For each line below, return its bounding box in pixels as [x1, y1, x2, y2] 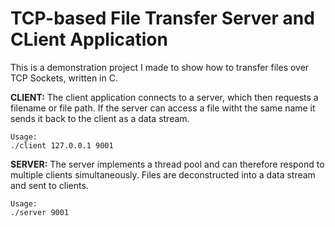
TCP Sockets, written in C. [10, 72, 118, 84]
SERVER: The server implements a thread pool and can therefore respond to [10, 158, 325, 170]
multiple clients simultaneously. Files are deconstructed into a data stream [10, 168, 316, 181]
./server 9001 [10, 207, 70, 217]
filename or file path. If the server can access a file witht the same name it [10, 102, 316, 114]
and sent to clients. [10, 179, 89, 191]
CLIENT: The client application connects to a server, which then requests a [10, 91, 319, 103]
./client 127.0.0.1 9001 [10, 140, 114, 151]
